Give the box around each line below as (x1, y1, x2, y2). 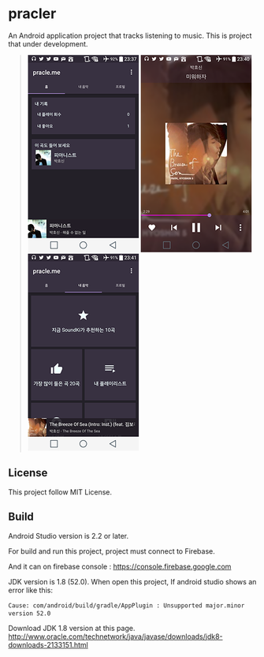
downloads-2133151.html (8, 640, 88, 649)
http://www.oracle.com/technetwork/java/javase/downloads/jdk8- (8, 632, 223, 641)
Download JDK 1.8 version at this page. (8, 623, 136, 633)
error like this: (8, 585, 54, 595)
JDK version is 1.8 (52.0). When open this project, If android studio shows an (8, 577, 257, 586)
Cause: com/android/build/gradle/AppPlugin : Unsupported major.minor (8, 601, 245, 610)
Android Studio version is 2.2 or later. (8, 531, 129, 540)
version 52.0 (8, 609, 51, 618)
